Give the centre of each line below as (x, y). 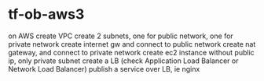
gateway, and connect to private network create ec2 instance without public (132, 52)
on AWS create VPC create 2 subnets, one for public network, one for (121, 36)
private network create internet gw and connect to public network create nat (132, 44)
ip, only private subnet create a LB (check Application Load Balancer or (123, 61)
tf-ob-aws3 (46, 14)
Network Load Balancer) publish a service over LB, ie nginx (104, 69)
